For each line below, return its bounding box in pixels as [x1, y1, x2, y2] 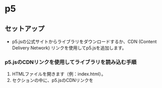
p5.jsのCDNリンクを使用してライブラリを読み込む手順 [5, 58, 137, 65]
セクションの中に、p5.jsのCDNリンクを [12, 77, 94, 83]
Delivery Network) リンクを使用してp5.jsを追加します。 [12, 45, 127, 51]
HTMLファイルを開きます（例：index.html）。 [12, 71, 106, 77]
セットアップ [5, 24, 45, 33]
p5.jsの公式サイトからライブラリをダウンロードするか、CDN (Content [12, 39, 157, 44]
